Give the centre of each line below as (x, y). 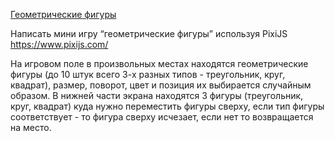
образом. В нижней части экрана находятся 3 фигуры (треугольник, (157, 95)
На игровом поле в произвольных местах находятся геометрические (159, 63)
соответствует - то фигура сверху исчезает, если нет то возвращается (162, 117)
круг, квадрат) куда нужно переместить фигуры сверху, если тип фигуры (167, 106)
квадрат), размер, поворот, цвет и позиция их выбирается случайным (161, 85)
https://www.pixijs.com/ (59, 44)
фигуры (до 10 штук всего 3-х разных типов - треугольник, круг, (148, 74)
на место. (31, 127)
